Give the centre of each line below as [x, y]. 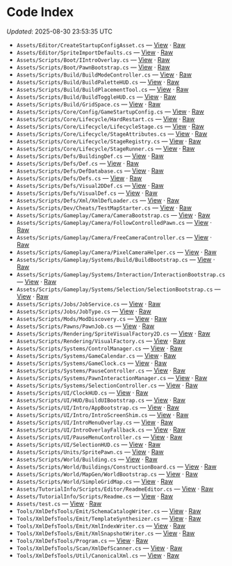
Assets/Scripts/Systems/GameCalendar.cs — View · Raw [96, 355]
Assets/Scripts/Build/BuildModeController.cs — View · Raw [104, 74]
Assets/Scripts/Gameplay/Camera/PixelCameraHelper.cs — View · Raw [116, 252]
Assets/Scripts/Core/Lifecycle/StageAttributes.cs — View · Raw [112, 134]
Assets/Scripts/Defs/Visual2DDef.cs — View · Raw [90, 185]
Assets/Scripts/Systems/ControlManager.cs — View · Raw [99, 348]
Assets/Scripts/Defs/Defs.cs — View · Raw [79, 178]
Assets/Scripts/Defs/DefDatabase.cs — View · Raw [90, 171]
